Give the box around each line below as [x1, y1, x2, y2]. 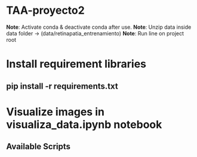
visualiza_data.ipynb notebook [6, 117, 162, 131]
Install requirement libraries [6, 58, 147, 71]
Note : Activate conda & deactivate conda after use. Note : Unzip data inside [6, 23, 192, 31]
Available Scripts [6, 141, 70, 152]
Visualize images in [6, 105, 104, 119]
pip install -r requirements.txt [6, 81, 118, 91]
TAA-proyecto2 [6, 4, 85, 17]
